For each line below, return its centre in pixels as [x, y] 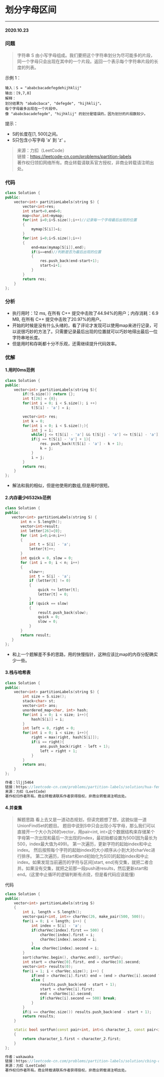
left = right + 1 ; [59, 751]
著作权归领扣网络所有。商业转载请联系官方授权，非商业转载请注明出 [85, 162]
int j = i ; [42, 430]
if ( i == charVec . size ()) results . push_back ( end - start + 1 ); [87, 1012]
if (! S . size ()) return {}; [49, 394]
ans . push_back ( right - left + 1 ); [75, 746]
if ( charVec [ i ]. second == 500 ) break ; [78, 998]
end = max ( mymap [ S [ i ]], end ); [59, 247]
